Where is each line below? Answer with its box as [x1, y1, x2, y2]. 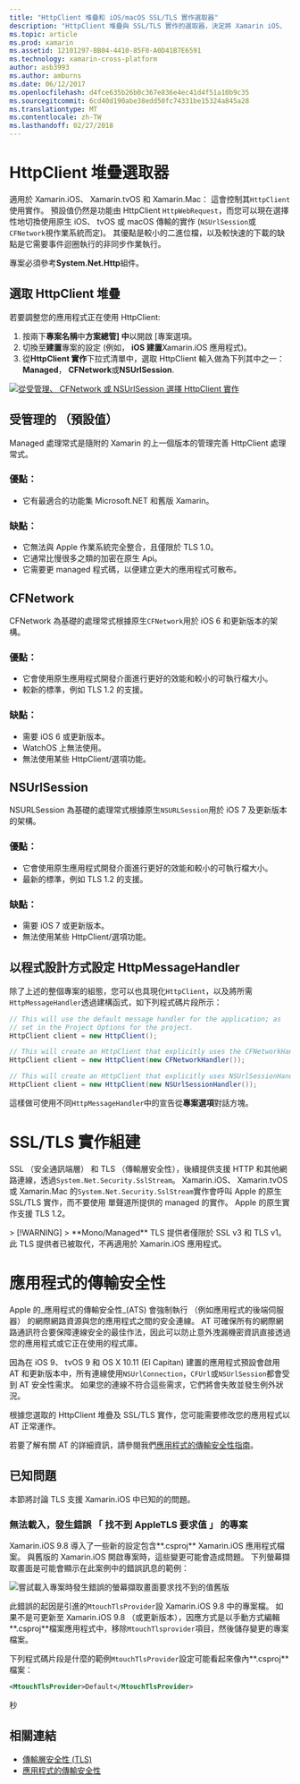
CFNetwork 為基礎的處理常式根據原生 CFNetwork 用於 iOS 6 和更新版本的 [9, 615, 271, 626]
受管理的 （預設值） [9, 412, 118, 428]
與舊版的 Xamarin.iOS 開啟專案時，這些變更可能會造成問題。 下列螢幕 [26, 1551, 283, 1562]
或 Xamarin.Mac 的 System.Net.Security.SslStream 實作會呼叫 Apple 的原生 [9, 1185, 283, 1196]
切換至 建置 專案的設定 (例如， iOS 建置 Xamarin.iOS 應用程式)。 [21, 342, 252, 353]
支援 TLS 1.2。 [16, 1208, 71, 1219]
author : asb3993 [9, 64, 70, 72]
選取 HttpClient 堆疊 [9, 286, 121, 302]
